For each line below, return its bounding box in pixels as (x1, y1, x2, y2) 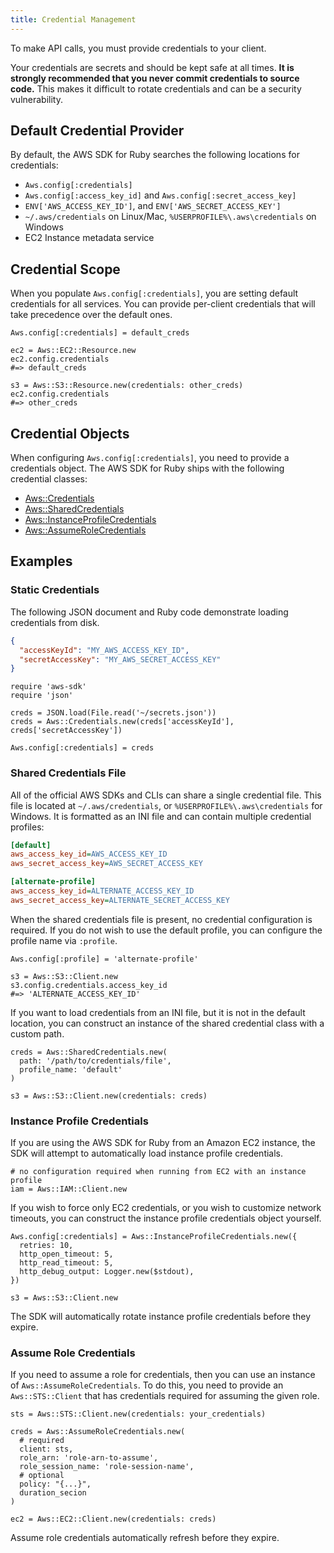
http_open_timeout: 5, (19, 1249, 114, 1260)
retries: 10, (19, 1241, 74, 1251)
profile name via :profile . (10, 934, 118, 946)
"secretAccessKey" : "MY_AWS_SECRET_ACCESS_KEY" (19, 654, 222, 665)
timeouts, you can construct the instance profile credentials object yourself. (10, 1212, 322, 1225)
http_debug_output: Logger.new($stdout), (19, 1267, 195, 1277)
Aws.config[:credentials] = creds (10, 743, 155, 753)
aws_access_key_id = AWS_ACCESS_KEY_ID (10, 849, 168, 860)
